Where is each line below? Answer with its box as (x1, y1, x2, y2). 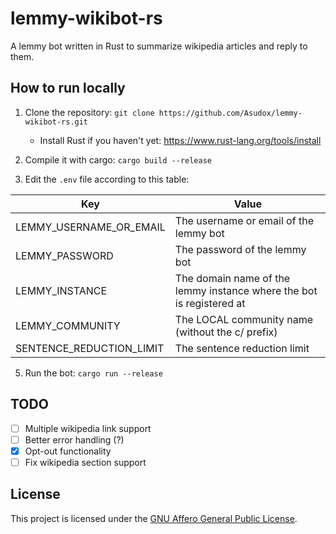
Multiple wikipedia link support (24, 422, 152, 434)
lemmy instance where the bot (174, 283, 318, 297)
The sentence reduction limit (174, 341, 310, 355)
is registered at (174, 296, 246, 310)
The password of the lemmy (174, 242, 307, 256)
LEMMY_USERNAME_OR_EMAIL (15, 220, 166, 234)
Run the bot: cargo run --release (24, 367, 163, 379)
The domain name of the (174, 271, 291, 285)
